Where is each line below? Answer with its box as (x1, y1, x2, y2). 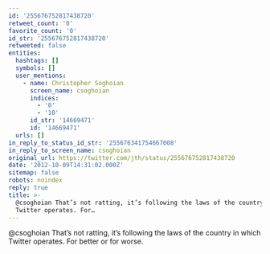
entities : (8, 49, 42, 57)
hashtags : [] (15, 57, 59, 65)
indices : (29, 94, 59, 102)
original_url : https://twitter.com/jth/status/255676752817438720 (8, 154, 235, 162)
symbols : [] (15, 64, 56, 72)
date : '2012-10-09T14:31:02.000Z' (8, 162, 125, 170)
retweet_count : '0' (8, 19, 74, 27)
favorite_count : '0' (8, 27, 78, 35)
